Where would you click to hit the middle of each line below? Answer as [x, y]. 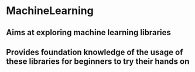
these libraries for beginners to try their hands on [98, 61]
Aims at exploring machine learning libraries [89, 32]
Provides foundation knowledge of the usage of [95, 52]
